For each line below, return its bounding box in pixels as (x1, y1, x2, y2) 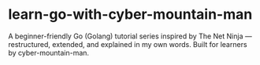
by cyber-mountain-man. (8, 48, 89, 57)
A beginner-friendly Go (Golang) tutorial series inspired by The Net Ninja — (8, 31, 252, 41)
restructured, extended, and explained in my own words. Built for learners (8, 39, 247, 49)
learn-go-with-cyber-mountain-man (8, 5, 253, 23)
